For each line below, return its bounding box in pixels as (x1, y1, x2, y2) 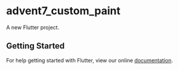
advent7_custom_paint (6, 4, 121, 18)
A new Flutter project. (6, 24, 60, 31)
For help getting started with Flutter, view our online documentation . (6, 56, 173, 63)
